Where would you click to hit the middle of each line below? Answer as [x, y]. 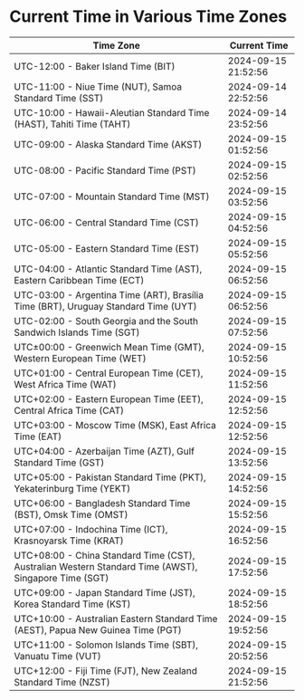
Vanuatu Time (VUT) [57, 656]
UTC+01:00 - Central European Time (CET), [109, 373]
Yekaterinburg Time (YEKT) [72, 488]
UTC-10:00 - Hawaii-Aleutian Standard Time [112, 112]
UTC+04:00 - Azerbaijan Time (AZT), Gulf [104, 451]
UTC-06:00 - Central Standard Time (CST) [106, 222]
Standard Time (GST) [59, 462]
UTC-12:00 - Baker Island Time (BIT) [95, 66]
